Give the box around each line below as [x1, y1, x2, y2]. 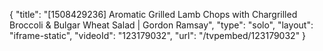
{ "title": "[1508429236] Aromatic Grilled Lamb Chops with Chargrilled [9, 9, 298, 20]
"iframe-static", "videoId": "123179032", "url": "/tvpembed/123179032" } [9, 30, 307, 41]
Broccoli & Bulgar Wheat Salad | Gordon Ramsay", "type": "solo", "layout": [9, 19, 314, 31]
